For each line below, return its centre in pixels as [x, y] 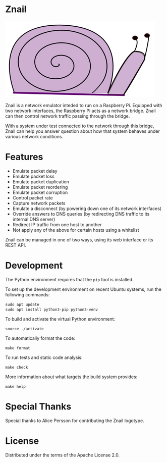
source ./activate [24, 329]
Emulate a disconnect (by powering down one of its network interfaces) [87, 209]
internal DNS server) [34, 219]
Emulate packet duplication [41, 182]
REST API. [16, 245]
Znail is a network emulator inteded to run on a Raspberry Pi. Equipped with [84, 105]
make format [18, 348]
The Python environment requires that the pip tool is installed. [69, 279]
